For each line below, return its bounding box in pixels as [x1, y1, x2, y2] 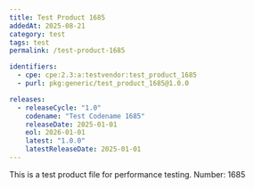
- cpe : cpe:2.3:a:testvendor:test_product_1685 [17, 70, 198, 80]
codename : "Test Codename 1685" [25, 111, 145, 120]
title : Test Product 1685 [9, 12, 105, 22]
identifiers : [9, 62, 58, 71]
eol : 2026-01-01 [25, 128, 86, 137]
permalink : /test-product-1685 [9, 46, 126, 55]
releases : [9, 94, 46, 103]
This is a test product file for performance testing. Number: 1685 [9, 168, 246, 179]
